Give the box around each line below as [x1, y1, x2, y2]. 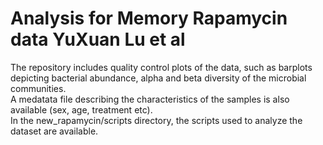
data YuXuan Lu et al [10, 28, 186, 51]
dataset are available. [10, 125, 99, 137]
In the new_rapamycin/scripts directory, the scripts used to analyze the [10, 114, 303, 126]
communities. [10, 82, 67, 94]
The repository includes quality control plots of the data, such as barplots [10, 61, 313, 73]
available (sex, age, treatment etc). [10, 103, 153, 116]
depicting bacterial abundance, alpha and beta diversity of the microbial [10, 72, 307, 84]
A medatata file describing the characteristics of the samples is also [10, 93, 290, 105]
